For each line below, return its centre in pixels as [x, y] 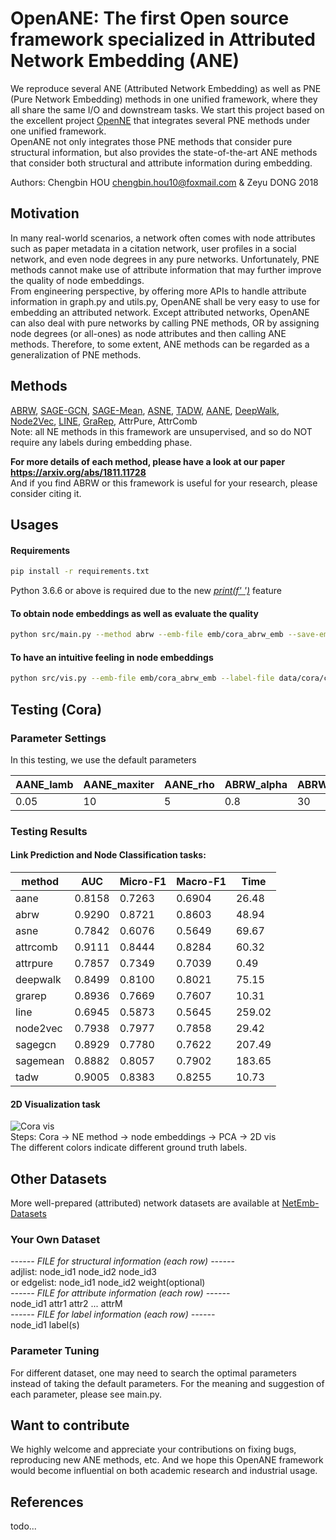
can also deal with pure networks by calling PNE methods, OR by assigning [165, 323]
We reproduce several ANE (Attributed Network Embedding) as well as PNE [166, 88]
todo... [23, 1526]
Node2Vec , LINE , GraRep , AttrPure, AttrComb [104, 421]
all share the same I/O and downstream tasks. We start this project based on [167, 109]
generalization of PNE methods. [76, 354]
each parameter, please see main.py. [86, 1394]
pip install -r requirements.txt [80, 572]
